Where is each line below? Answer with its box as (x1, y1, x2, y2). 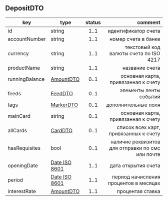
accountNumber (7, 35, 46, 42)
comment (137, 19, 160, 26)
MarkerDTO (50, 101, 78, 108)
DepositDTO (5, 4, 44, 13)
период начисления (111, 173, 160, 180)
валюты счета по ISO (109, 50, 160, 57)
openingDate (7, 162, 38, 169)
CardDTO (50, 127, 73, 134)
